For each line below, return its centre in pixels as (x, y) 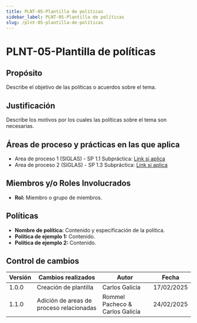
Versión (20, 278)
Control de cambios (43, 261)
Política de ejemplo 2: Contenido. (55, 243)
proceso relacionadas (67, 308)
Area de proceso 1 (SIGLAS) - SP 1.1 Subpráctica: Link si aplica (90, 159)
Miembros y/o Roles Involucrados (68, 184)
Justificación (31, 105)
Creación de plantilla (65, 287)
